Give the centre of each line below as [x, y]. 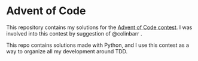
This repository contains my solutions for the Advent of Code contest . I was [99, 27]
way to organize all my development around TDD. [67, 51]
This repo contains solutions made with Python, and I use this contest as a [98, 45]
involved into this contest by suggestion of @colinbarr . [74, 33]
